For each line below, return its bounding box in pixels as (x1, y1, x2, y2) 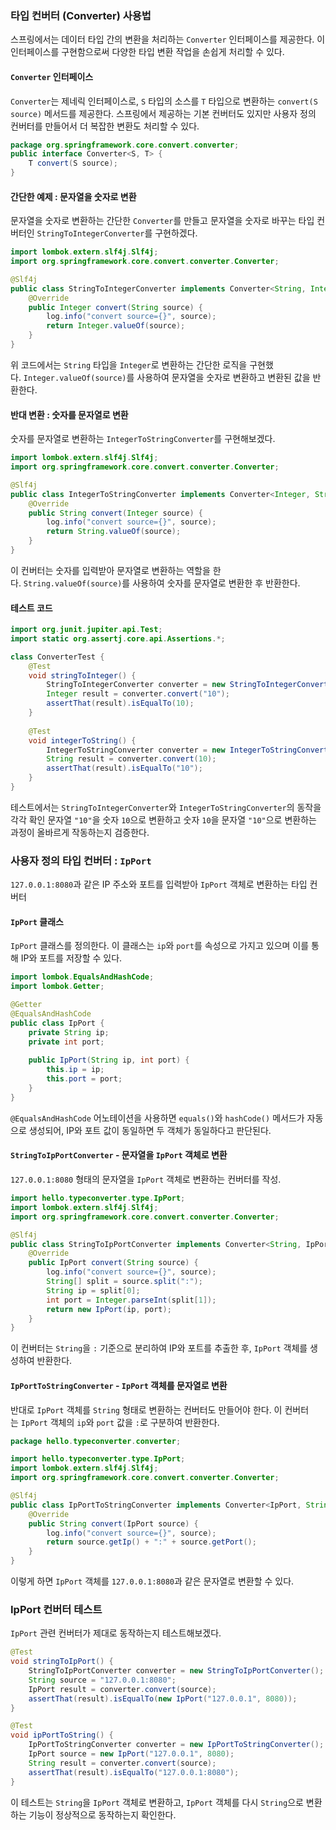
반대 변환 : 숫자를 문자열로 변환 (10, 408, 129, 421)
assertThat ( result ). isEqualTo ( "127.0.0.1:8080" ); (28, 1767, 240, 1777)
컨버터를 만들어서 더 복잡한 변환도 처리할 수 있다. (10, 120, 200, 132)
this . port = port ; (46, 1074, 123, 1084)
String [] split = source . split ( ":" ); (46, 1277, 203, 1287)
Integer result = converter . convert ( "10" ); (46, 689, 230, 699)
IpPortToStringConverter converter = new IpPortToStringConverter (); (28, 1740, 325, 1750)
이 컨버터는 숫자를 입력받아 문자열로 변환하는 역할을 (10, 564, 211, 576)
